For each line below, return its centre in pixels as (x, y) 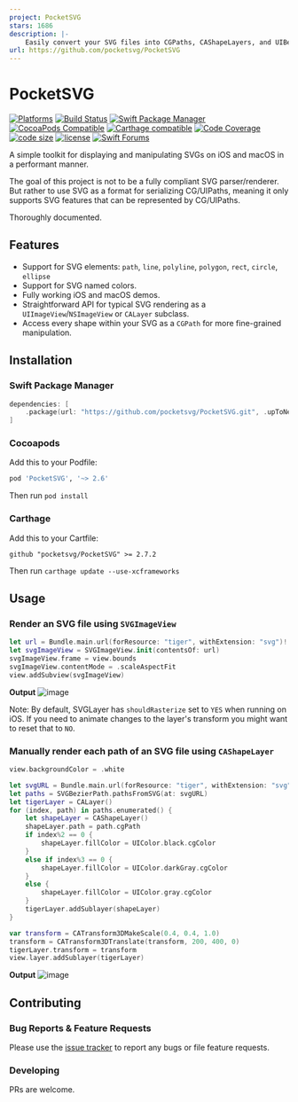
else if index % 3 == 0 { (69, 860)
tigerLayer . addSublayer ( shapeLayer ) (93, 910)
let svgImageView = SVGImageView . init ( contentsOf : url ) (114, 651)
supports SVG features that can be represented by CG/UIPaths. (125, 200)
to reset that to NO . (42, 728)
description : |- (39, 34)
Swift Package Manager (62, 386)
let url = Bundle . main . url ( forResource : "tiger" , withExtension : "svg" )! (149, 642)
